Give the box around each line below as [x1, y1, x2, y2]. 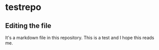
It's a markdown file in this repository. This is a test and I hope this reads [5, 34, 154, 40]
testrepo [5, 1, 41, 13]
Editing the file [5, 21, 51, 30]
